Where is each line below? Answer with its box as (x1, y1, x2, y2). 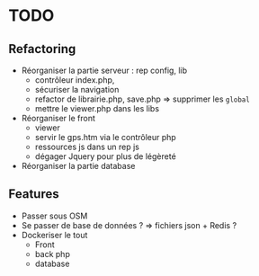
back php (34, 248, 71, 259)
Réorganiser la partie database (21, 161, 136, 171)
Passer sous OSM (21, 210, 88, 221)
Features (8, 186, 59, 202)
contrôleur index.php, (34, 75, 115, 85)
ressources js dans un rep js (34, 141, 140, 152)
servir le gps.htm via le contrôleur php (34, 132, 176, 142)
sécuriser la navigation (34, 85, 120, 94)
